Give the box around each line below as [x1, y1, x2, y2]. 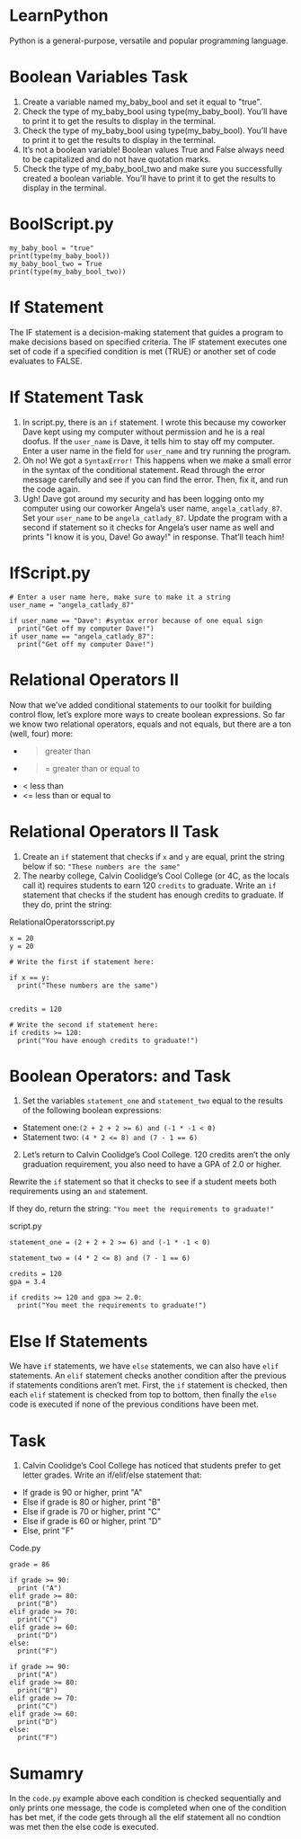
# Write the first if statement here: [9, 957, 155, 967]
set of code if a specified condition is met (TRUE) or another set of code [9, 345, 277, 356]
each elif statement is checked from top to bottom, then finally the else [9, 1389, 277, 1400]
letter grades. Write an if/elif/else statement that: [22, 1469, 202, 1480]
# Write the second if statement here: [9, 1020, 159, 1030]
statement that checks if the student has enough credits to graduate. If [22, 889, 285, 900]
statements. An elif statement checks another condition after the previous [9, 1370, 287, 1381]
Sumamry [9, 1763, 84, 1783]
